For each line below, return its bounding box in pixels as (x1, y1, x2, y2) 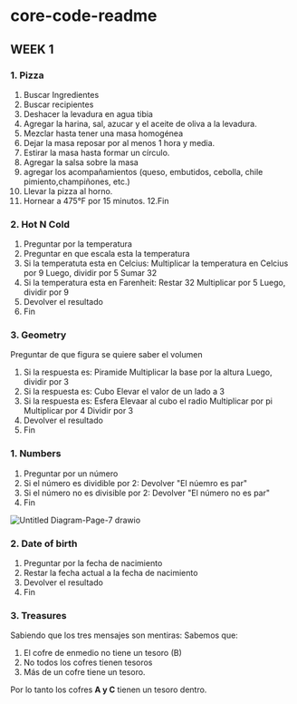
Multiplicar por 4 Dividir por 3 (23, 406, 134, 416)
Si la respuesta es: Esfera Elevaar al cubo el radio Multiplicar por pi (23, 396, 273, 406)
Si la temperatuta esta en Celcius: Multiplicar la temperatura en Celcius (23, 258, 289, 269)
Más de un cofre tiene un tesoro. (23, 667, 146, 678)
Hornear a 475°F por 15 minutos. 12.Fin (23, 195, 169, 206)
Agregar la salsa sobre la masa (23, 156, 139, 168)
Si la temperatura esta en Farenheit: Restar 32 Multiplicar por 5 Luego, (23, 278, 286, 288)
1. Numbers (10, 447, 62, 460)
